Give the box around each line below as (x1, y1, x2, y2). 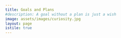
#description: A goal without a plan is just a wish (5, 12, 117, 17)
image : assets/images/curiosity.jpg (5, 16, 81, 21)
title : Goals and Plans (5, 7, 55, 12)
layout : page (5, 21, 32, 26)
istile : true (5, 26, 32, 31)
